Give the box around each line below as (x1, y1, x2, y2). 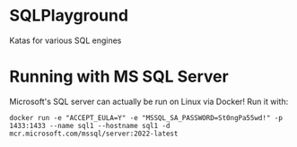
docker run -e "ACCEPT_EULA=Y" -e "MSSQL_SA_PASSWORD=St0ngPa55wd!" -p (9, 113, 283, 122)
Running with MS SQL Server (9, 66, 229, 87)
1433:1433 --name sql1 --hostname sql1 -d (9, 121, 170, 130)
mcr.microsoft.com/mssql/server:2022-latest (9, 129, 179, 138)
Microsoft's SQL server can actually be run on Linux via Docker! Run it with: (9, 96, 289, 107)
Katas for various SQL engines (9, 35, 122, 46)
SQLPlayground (9, 5, 128, 26)
